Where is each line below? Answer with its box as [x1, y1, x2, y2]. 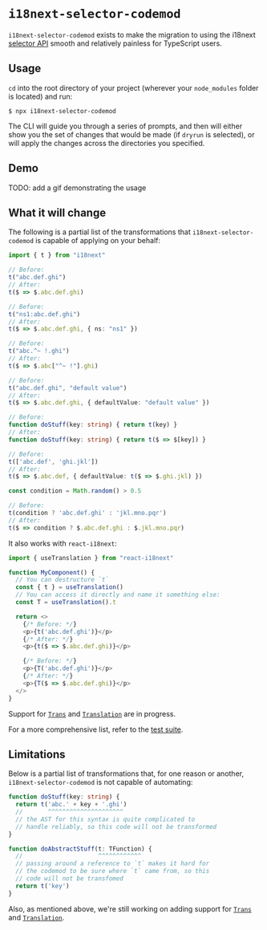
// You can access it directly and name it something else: [15, 591, 220, 599]
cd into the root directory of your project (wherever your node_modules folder [8, 83, 259, 92]
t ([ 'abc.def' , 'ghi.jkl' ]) [8, 457, 99, 465]
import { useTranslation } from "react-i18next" [8, 554, 174, 562]
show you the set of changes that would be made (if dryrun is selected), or [8, 129, 255, 139]
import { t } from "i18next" [8, 251, 106, 259]
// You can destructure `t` [15, 576, 110, 584]
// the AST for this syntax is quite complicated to [15, 815, 196, 823]
